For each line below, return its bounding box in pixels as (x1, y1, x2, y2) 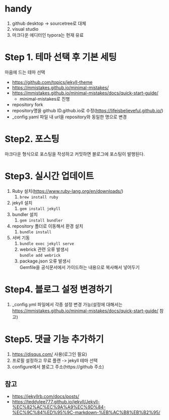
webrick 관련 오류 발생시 (19, 246, 69, 252)
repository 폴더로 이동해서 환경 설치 (12, 223, 84, 229)
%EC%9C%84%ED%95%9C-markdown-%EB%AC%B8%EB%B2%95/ (12, 409, 160, 415)
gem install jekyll (19, 206, 61, 212)
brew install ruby (19, 194, 59, 199)
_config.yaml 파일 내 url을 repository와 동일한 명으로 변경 (12, 114, 127, 120)
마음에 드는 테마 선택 (5, 69, 45, 75)
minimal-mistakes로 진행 (19, 96, 70, 102)
